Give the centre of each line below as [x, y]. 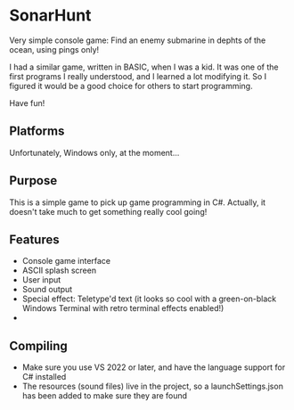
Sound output [47, 290]
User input [41, 280]
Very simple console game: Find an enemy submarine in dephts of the [138, 40]
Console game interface [66, 261]
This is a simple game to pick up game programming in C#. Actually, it [137, 202]
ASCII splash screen [59, 271]
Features [34, 239]
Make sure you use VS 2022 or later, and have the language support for [154, 367]
